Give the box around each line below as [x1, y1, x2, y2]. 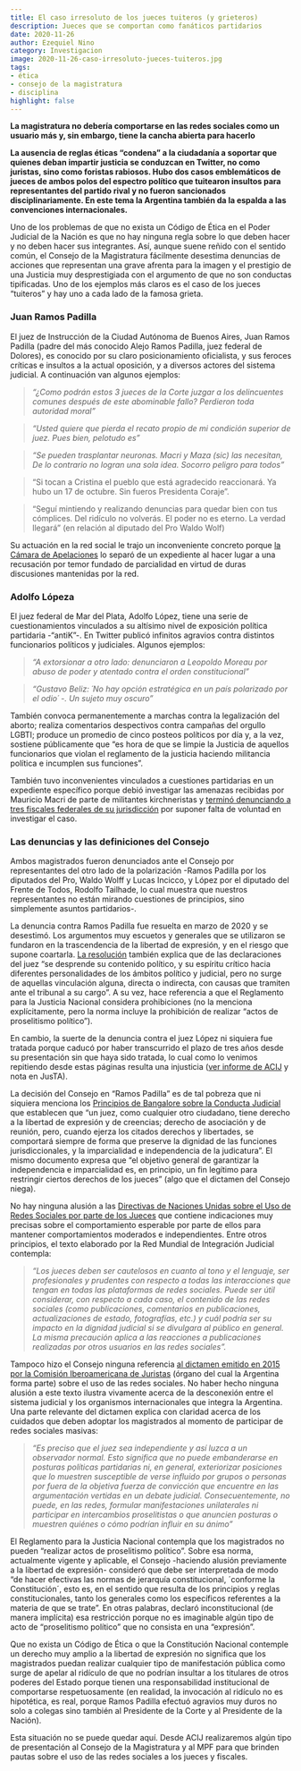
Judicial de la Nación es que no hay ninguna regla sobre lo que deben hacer [10, 232, 291, 242]
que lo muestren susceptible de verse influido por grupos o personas [31, 1471, 287, 1482]
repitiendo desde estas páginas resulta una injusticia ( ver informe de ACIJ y [10, 1062, 289, 1072]
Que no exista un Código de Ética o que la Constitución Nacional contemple [10, 1639, 289, 1650]
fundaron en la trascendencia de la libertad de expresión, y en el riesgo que [10, 940, 289, 951]
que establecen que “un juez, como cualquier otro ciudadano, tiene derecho [10, 1107, 291, 1118]
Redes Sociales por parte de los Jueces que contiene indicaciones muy [10, 1210, 273, 1221]
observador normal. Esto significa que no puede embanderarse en [31, 1453, 279, 1463]
